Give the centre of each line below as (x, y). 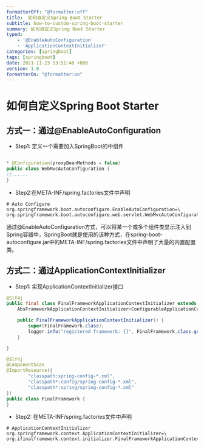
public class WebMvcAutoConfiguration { (58, 169)
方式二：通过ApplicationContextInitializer (86, 271)
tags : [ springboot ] (31, 57)
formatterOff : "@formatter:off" (47, 12)
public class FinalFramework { (46, 399)
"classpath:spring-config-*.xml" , (72, 376)
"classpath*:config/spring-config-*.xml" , (83, 382)
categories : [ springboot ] (39, 52)
